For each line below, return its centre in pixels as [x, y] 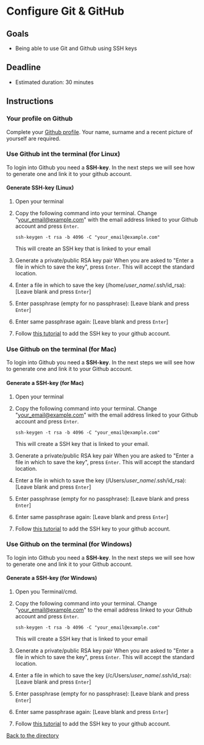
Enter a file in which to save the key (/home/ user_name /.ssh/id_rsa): [100, 285]
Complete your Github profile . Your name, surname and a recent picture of [100, 132]
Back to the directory [33, 736]
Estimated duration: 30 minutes [55, 82]
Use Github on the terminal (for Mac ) [62, 349]
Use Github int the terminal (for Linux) [63, 154]
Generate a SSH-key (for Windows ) [52, 578]
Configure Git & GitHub [65, 11]
